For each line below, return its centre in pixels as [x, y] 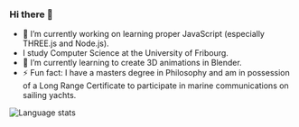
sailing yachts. [49, 95]
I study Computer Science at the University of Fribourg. [125, 53]
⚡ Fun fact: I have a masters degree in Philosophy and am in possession [156, 73]
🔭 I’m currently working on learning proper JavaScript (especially [143, 34]
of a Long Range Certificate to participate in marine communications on [155, 86]
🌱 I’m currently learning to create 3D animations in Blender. [132, 63]
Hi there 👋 [32, 14]
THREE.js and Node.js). [66, 43]
